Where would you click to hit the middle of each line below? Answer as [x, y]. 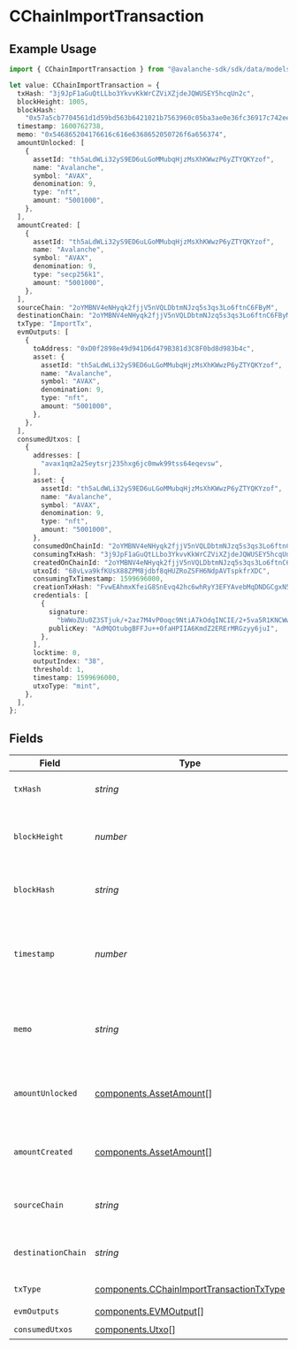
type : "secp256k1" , [68, 274]
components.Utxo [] [135, 1330]
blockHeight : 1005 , [53, 102]
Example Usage [53, 49]
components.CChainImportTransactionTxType [190, 1290]
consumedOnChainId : [68, 546]
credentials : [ [61, 596]
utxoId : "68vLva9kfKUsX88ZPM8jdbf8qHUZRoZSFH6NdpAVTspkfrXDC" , [152, 571]
